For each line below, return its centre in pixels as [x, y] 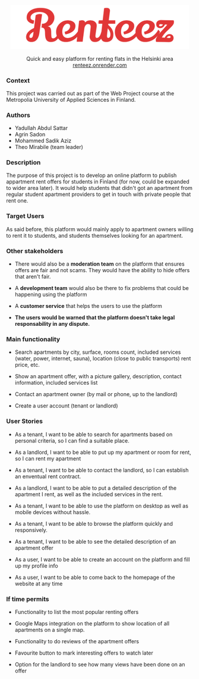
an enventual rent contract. [48, 476]
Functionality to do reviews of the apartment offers [77, 641]
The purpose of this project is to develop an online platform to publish [91, 175]
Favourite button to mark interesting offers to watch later [84, 653]
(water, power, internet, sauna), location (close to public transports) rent [103, 359]
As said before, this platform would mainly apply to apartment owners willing [100, 229]
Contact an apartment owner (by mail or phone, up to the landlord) [96, 394]
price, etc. [27, 365]
